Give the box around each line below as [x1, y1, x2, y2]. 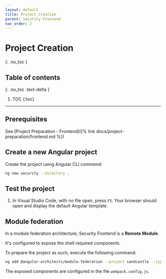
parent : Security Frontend [5, 16, 61, 21]
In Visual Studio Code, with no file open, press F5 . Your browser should [12, 198, 157, 204]
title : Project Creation [5, 12, 56, 17]
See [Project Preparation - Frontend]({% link [5, 128, 95, 134]
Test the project [5, 184, 55, 193]
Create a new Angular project [5, 148, 97, 156]
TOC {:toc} [12, 96, 35, 102]
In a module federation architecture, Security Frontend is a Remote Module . [5, 230, 160, 236]
